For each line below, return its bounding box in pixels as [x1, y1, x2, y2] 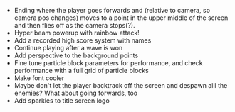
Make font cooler [14, 74, 65, 82]
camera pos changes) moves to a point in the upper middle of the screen [14, 13, 229, 22]
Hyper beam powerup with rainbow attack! [14, 28, 140, 37]
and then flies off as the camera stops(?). [14, 21, 135, 29]
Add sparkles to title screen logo [14, 96, 110, 105]
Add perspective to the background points [14, 51, 139, 60]
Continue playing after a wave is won [14, 44, 123, 52]
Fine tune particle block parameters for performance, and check [14, 59, 203, 67]
